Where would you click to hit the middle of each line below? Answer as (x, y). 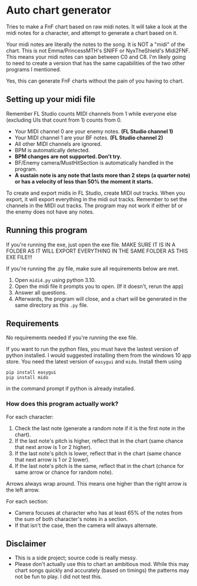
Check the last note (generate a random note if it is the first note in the (100, 428)
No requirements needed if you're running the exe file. (72, 338)
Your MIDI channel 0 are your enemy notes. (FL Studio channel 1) (94, 131)
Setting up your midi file (51, 99)
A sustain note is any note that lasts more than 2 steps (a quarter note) (102, 175)
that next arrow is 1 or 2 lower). (52, 459)
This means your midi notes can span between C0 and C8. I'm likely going (96, 57)
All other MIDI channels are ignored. (58, 144)
